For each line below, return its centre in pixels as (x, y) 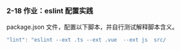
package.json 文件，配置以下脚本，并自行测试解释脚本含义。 (93, 27)
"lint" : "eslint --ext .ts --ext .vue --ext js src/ (86, 40)
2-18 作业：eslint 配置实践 (50, 10)
